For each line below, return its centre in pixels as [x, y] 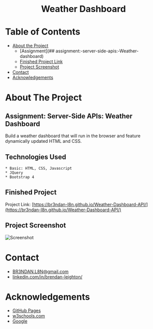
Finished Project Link [41, 62]
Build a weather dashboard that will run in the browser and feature [73, 136]
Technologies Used [36, 157]
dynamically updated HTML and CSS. [43, 141]
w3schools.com [29, 316]
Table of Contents [43, 32]
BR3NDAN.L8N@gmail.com [40, 271]
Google [20, 321]
